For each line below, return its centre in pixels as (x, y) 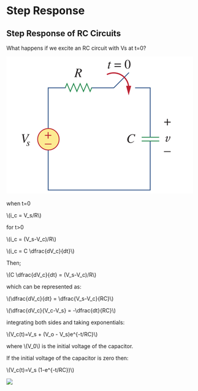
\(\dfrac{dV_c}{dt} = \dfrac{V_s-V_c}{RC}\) (60, 299)
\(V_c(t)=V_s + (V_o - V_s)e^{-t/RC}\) (52, 334)
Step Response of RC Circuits (64, 33)
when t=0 (18, 203)
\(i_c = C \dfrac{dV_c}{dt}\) (40, 251)
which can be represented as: (44, 287)
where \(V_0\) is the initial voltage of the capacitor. (70, 346)
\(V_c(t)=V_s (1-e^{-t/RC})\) (40, 370)
